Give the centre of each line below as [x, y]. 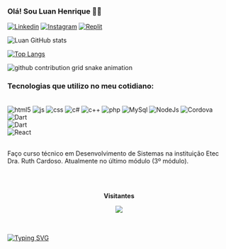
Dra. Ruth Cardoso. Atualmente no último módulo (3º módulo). [98, 161]
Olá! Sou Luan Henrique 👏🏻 [55, 11]
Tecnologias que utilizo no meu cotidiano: [81, 86]
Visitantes [119, 196]
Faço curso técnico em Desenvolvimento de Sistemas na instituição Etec [113, 154]
